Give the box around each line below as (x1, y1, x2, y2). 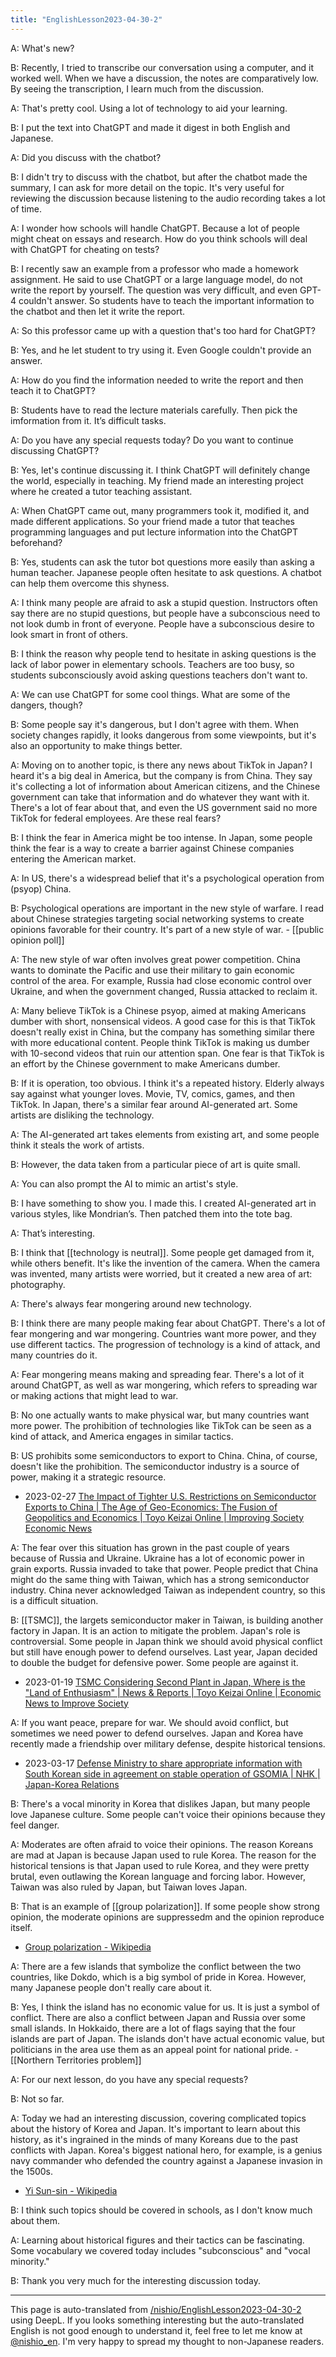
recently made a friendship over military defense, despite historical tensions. (10, 1737, 326, 1750)
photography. (10, 1278, 66, 1290)
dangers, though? (10, 699, 83, 711)
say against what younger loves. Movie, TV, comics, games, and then (10, 1087, 296, 1100)
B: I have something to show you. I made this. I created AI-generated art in (10, 1197, 317, 1209)
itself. (10, 1921, 33, 1933)
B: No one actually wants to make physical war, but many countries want (10, 1409, 310, 1421)
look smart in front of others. (10, 628, 128, 640)
